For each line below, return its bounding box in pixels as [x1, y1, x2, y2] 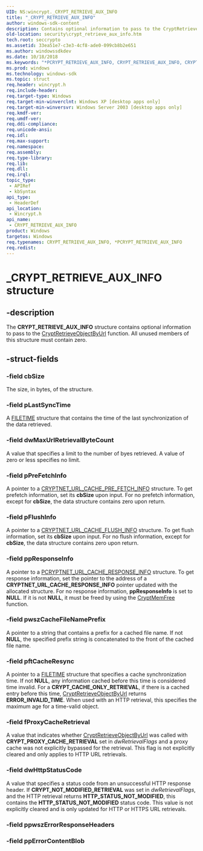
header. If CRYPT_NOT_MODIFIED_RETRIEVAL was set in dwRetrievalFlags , [6, 786, 196, 793]
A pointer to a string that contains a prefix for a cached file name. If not [6, 629, 183, 636]
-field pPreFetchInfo [6, 471, 67, 480]
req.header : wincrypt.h [6, 82, 66, 88]
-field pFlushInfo [6, 513, 56, 521]
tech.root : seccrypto [6, 37, 61, 43]
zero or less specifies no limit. [6, 456, 81, 463]
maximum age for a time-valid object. [6, 703, 100, 710]
